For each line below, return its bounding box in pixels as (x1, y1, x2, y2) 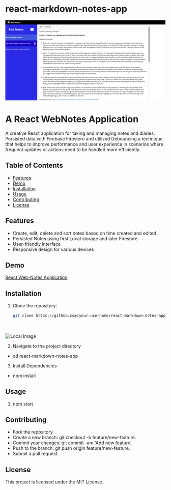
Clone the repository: (12, 303, 58, 309)
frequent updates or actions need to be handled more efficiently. (5, 146, 141, 153)
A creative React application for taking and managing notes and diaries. (5, 130, 155, 136)
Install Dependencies (12, 362, 57, 369)
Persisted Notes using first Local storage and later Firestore (12, 235, 138, 242)
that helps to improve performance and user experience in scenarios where (5, 141, 164, 147)
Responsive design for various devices (12, 246, 94, 252)
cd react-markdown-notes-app (12, 353, 78, 359)
